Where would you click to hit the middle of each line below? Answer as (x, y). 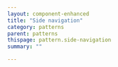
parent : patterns (33, 33)
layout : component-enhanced (48, 14)
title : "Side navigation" (45, 20)
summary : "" (25, 47)
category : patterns (36, 27)
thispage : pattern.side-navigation (59, 40)
